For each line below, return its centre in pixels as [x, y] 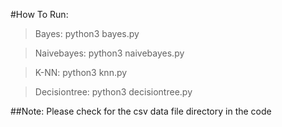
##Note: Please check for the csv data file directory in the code [141, 111]
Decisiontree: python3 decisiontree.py [113, 92]
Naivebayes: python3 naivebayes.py [109, 53]
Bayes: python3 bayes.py [87, 33]
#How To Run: [39, 14]
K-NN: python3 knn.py [81, 72]
